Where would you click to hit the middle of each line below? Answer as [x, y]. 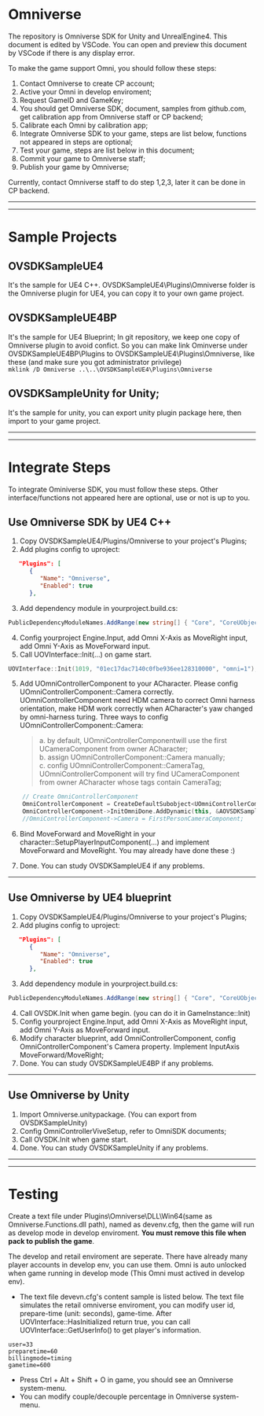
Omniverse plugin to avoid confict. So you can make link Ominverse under [128, 345]
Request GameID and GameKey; [71, 100]
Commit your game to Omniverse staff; [82, 158]
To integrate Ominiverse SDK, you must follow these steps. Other [113, 489]
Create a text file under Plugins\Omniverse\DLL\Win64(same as [110, 1216]
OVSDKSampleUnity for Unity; [84, 394]
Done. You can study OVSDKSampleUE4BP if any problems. [117, 1063]
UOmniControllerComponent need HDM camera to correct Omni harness [137, 701]
